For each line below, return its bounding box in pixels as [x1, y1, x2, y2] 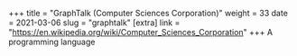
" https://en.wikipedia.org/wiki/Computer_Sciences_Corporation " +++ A [8, 27, 273, 37]
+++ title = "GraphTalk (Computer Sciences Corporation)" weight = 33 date [8, 8, 288, 18]
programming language [8, 36, 96, 47]
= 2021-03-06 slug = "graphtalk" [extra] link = [8, 17, 181, 28]
